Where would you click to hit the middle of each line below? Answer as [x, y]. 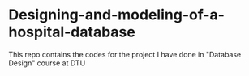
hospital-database [72, 32]
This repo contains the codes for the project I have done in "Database [125, 54]
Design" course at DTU [47, 63]
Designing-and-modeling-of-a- [117, 15]
